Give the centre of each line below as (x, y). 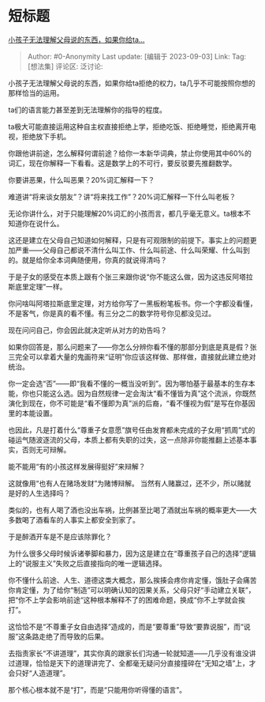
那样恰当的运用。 (36, 92)
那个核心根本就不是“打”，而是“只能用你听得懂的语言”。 (97, 689)
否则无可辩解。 (46, 449)
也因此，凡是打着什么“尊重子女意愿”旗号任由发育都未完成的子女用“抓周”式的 (132, 430)
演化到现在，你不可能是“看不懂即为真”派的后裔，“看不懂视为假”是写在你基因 (132, 403)
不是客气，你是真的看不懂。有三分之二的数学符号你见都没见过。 (112, 313)
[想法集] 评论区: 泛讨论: (65, 66)
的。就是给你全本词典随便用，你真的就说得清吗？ (88, 260)
